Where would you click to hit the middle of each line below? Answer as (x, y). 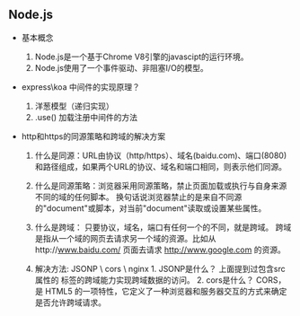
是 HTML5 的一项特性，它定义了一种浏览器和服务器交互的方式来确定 (161, 291)
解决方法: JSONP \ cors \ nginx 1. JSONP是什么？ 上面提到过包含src (160, 268)
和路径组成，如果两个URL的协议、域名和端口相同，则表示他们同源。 (160, 166)
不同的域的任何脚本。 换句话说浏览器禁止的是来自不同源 (138, 197)
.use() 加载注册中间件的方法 (86, 117)
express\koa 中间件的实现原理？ (80, 87)
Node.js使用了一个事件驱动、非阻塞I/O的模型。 (121, 67)
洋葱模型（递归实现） (74, 106)
